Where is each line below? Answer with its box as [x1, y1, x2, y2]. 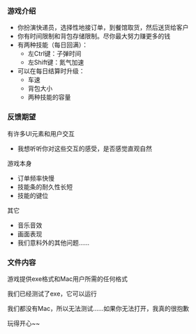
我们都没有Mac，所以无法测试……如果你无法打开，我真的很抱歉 [7, 304, 190, 312]
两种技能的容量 [27, 93, 71, 102]
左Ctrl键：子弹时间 [27, 50, 82, 58]
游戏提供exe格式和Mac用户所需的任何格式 [7, 274, 128, 283]
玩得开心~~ [7, 319, 40, 327]
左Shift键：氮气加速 [27, 58, 84, 67]
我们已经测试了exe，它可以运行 [7, 289, 98, 298]
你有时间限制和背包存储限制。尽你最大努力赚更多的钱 [17, 32, 171, 40]
